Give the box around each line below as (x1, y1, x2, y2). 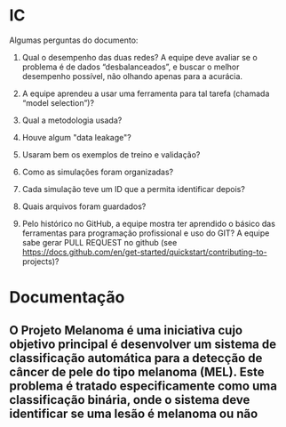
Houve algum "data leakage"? (21, 132, 131, 142)
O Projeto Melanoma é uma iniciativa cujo (9, 322, 242, 338)
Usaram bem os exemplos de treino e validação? (21, 149, 201, 160)
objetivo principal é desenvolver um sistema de (9, 336, 277, 351)
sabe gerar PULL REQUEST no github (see (21, 237, 178, 247)
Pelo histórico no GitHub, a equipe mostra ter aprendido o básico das (21, 218, 275, 229)
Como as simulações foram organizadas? (21, 166, 174, 177)
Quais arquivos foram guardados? (21, 201, 147, 212)
